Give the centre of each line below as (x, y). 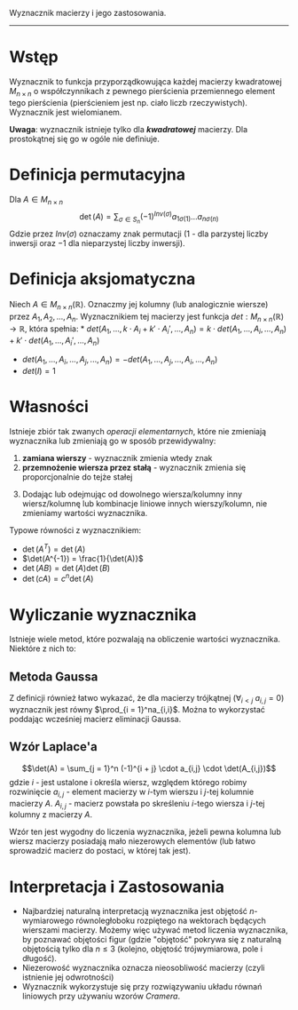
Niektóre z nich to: (43, 648)
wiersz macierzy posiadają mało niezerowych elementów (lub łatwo (132, 841)
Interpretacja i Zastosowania (117, 887)
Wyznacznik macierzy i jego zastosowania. (88, 13)
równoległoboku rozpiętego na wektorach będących (171, 921)
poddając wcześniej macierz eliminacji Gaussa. (95, 719)
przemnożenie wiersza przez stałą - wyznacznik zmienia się (134, 468)
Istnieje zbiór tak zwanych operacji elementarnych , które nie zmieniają (138, 432)
